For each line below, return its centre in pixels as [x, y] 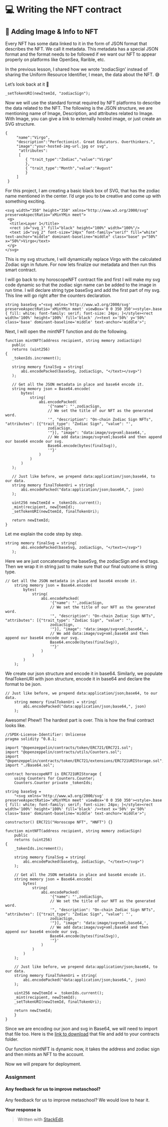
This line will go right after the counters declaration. [58, 295]
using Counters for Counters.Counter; [54, 779]
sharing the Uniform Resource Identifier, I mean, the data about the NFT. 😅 [82, 75]
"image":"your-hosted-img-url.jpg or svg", [62, 146]
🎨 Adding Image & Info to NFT [52, 31]
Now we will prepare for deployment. [43, 1064]
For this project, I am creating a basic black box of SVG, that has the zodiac [82, 191]
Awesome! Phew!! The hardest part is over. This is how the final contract [80, 720]
